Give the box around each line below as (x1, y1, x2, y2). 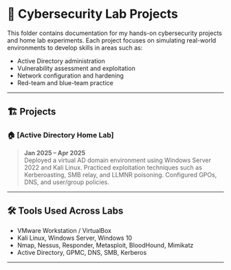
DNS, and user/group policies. (23, 178, 110, 186)
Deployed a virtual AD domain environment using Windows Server (23, 156, 212, 164)
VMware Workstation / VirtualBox (16, 227, 112, 235)
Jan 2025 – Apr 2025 (23, 148, 86, 157)
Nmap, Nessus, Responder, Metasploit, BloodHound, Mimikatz (16, 241, 194, 249)
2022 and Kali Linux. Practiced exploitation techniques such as (23, 163, 203, 171)
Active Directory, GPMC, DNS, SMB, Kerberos (16, 249, 147, 257)
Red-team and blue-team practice (16, 78, 113, 87)
